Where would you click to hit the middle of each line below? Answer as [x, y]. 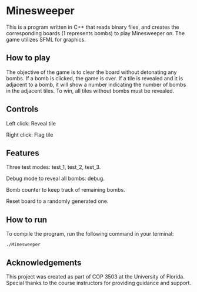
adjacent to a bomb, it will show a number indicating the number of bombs [96, 84]
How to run [27, 220]
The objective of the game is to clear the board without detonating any [91, 72]
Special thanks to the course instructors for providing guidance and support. [99, 283]
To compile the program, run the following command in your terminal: [90, 234]
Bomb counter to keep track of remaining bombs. [66, 190]
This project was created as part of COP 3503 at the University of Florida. [96, 276]
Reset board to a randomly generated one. [57, 201]
